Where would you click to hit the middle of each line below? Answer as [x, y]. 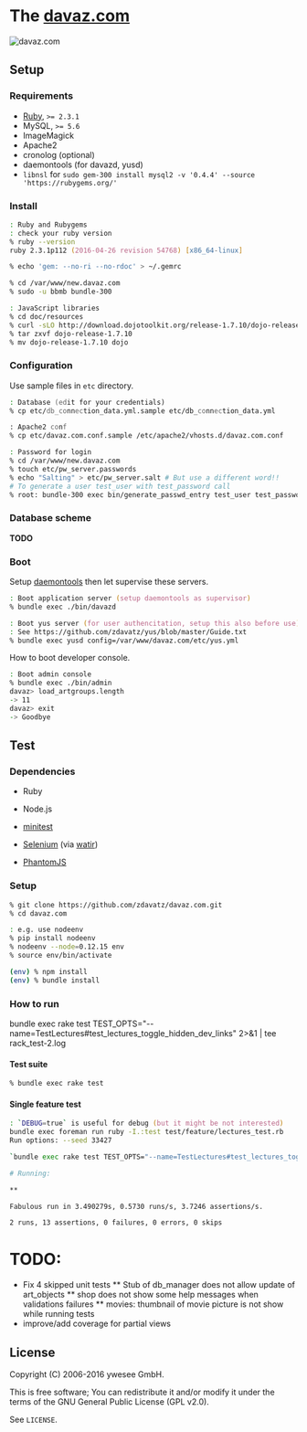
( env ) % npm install [49, 971]
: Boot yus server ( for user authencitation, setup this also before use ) [155, 623]
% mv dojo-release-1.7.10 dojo [69, 342]
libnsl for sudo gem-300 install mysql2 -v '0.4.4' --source [139, 174]
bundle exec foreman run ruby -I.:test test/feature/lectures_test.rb [147, 1132]
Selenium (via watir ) [60, 844]
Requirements [42, 96]
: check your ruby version [61, 233]
